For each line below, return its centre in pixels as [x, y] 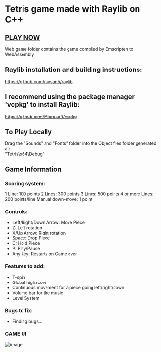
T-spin [19, 277]
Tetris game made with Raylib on [73, 9]
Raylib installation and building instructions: [74, 70]
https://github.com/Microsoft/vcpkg [41, 117]
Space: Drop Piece [31, 238]
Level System [26, 298]
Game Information [33, 169]
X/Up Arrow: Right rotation [39, 233]
